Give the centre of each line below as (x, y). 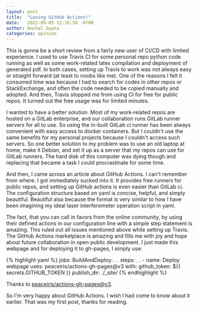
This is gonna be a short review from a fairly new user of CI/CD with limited (98, 50)
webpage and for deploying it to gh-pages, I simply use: (74, 249)
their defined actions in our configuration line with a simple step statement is (99, 223)
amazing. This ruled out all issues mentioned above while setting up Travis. (98, 230)
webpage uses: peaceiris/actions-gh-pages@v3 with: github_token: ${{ (93, 267)
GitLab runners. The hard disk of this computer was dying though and (91, 156)
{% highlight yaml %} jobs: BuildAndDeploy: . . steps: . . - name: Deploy (93, 260)
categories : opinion (32, 34)
